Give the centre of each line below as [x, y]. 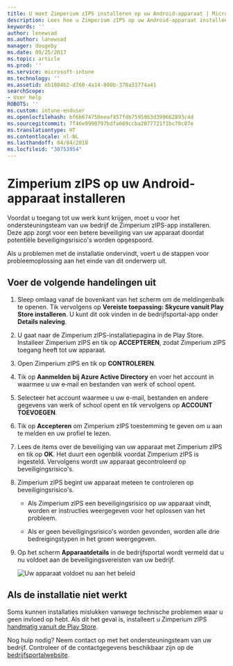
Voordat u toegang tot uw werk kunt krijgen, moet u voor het [94, 218]
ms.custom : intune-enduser [46, 111]
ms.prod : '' [24, 65]
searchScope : [26, 91]
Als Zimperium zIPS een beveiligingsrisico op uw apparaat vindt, [119, 503]
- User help [24, 98]
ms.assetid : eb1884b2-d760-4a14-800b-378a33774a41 [82, 85]
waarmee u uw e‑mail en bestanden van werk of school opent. [106, 384]
